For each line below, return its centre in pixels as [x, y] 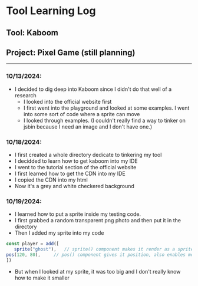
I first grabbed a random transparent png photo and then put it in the [98, 221]
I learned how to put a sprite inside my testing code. [78, 214]
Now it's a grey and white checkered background [74, 186]
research [25, 95]
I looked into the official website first [67, 101]
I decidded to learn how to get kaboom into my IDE [76, 161]
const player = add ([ [33, 244]
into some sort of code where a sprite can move [82, 114]
